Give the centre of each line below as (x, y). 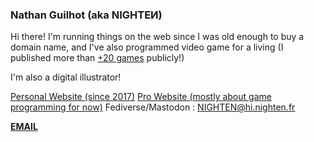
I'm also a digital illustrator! (66, 77)
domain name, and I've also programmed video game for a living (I (147, 47)
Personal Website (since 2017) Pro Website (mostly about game (141, 97)
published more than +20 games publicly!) (97, 58)
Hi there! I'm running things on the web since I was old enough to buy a (157, 37)
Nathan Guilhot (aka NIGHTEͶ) (86, 15)
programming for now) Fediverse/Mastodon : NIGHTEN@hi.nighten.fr (153, 107)
